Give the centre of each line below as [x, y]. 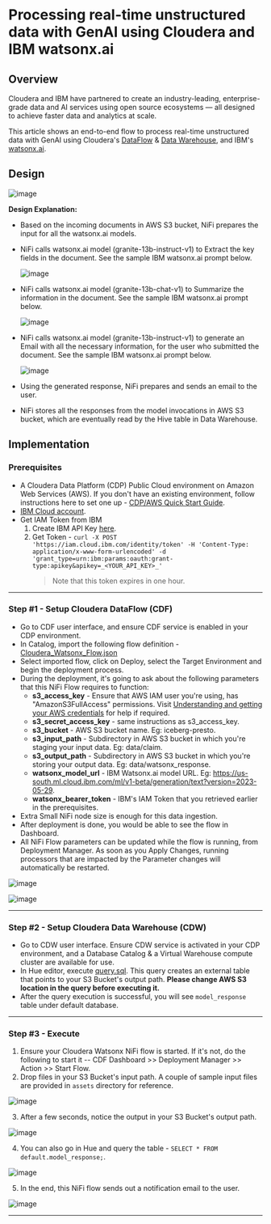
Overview [33, 79]
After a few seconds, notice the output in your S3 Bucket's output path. [138, 1117]
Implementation [49, 445]
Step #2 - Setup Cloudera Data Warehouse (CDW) [108, 927]
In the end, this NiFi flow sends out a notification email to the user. [130, 1188]
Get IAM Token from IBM [61, 519]
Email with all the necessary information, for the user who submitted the [140, 346]
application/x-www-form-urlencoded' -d [99, 552]
